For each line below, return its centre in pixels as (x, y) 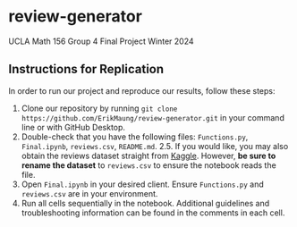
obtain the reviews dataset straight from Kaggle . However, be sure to (148, 156)
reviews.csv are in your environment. (89, 193)
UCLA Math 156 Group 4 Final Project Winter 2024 (101, 41)
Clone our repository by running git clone (99, 108)
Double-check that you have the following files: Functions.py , (135, 137)
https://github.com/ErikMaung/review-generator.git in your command (153, 117)
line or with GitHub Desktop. (73, 127)
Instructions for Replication (86, 69)
